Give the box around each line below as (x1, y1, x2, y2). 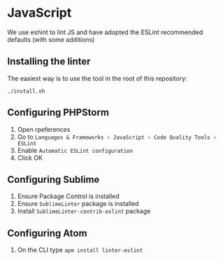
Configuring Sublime (7, 173, 100, 186)
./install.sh (7, 87, 45, 95)
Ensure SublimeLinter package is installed (17, 200, 139, 208)
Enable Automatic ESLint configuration (17, 146, 134, 154)
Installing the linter (7, 56, 91, 68)
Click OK (17, 154, 43, 162)
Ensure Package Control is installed (17, 192, 120, 200)
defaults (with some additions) (7, 35, 95, 43)
